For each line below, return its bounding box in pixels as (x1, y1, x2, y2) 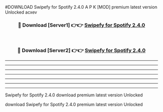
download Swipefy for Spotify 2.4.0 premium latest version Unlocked (5, 101, 143, 107)
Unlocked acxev (5, 9, 37, 15)
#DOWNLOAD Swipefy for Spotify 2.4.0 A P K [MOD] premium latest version (5, 4, 158, 10)
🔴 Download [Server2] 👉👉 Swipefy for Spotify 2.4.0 (17, 47, 146, 54)
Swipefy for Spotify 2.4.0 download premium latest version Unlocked (5, 92, 143, 98)
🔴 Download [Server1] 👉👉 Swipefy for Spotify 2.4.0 (17, 21, 146, 28)
